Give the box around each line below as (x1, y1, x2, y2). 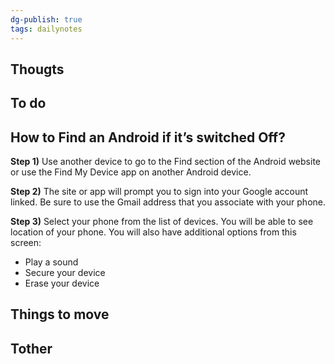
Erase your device (24, 277, 100, 290)
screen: (10, 237, 42, 249)
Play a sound (24, 256, 79, 268)
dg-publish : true (10, 14, 83, 25)
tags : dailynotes (10, 24, 83, 34)
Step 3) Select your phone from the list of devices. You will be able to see (10, 216, 314, 228)
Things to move (10, 306, 110, 323)
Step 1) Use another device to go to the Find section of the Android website (10, 156, 321, 168)
